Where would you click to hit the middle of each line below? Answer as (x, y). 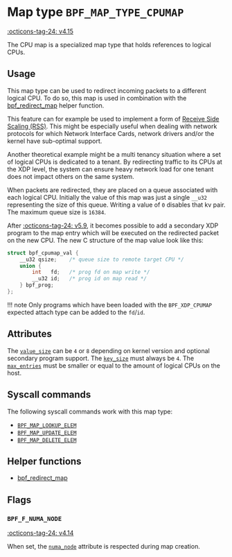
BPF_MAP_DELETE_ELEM (47, 440)
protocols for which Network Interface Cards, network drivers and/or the (111, 133)
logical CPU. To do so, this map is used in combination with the (97, 98)
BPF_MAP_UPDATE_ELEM (47, 433)
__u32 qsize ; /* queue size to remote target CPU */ (102, 259)
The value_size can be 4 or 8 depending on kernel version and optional (108, 350)
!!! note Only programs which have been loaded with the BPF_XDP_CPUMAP (110, 305)
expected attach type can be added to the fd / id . (76, 312)
